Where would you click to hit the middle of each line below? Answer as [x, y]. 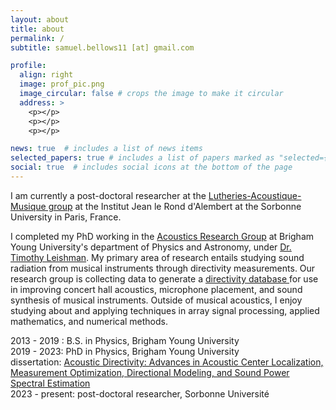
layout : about [40, 19]
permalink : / [37, 38]
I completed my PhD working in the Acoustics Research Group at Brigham [162, 236]
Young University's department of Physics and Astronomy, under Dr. [151, 247]
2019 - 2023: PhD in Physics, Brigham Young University [125, 351]
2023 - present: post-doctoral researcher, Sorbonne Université [140, 393]
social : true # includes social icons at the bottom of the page [151, 167]
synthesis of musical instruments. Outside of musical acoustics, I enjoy [156, 300]
